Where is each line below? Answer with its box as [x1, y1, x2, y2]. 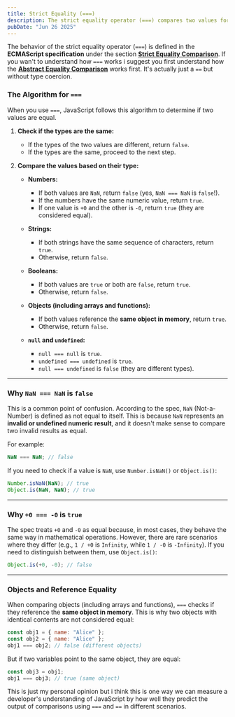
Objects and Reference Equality [7, 585, 117, 594]
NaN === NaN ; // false [7, 453, 73, 460]
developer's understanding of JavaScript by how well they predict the [7, 695, 208, 703]
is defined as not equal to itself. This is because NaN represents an [34, 411, 224, 420]
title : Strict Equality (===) [7, 10, 96, 18]
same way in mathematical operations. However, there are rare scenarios [7, 533, 218, 541]
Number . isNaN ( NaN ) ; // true [7, 479, 90, 487]
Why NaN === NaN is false [7, 388, 93, 398]
